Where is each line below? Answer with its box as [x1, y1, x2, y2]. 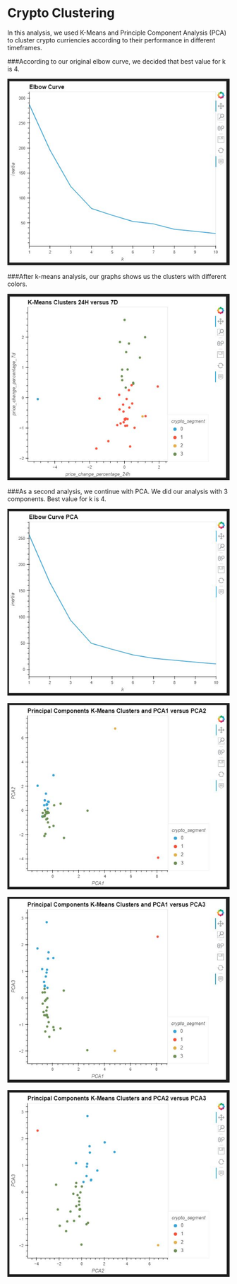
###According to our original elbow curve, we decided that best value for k [7, 57, 226, 65]
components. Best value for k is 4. [7, 494, 107, 503]
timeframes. [7, 43, 42, 52]
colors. [7, 280, 28, 288]
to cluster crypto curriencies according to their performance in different [7, 35, 216, 44]
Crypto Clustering [7, 5, 115, 21]
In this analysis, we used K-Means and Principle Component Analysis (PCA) [7, 28, 227, 37]
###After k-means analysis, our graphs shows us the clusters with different [7, 273, 227, 281]
